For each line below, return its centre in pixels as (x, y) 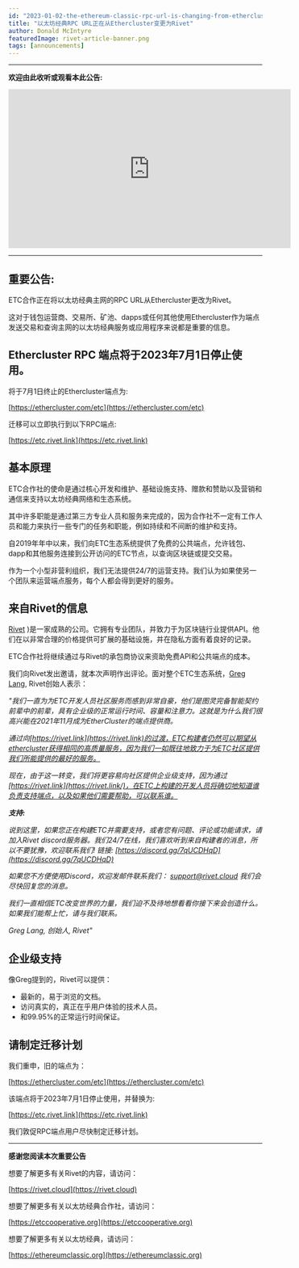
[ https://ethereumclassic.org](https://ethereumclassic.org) (106, 1255)
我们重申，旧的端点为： (47, 1066)
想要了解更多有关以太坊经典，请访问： (72, 1239)
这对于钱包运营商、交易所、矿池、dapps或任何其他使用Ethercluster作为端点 (134, 317)
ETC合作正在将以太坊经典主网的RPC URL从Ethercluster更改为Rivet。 (122, 300)
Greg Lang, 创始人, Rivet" (50, 930)
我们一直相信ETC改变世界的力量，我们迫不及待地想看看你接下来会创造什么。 (135, 903)
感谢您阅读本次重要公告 (47, 1156)
